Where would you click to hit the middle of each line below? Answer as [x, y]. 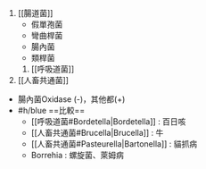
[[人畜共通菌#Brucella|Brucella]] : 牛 [97, 133]
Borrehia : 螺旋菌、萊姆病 [78, 155]
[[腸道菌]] [35, 13]
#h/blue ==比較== [51, 110]
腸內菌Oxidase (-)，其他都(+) [71, 99]
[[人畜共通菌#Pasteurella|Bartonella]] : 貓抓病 [114, 144]
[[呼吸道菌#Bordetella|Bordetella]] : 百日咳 [108, 122]
